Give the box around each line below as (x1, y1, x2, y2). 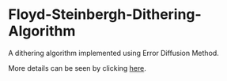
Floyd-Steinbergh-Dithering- (8, 6, 202, 24)
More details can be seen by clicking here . (8, 63, 146, 72)
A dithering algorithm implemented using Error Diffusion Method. (8, 48, 219, 57)
